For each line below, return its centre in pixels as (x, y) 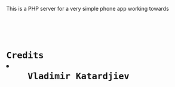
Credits (25, 56)
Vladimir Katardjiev (79, 77)
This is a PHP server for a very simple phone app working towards (87, 9)
